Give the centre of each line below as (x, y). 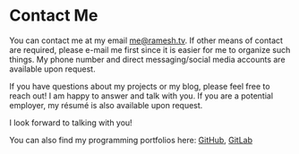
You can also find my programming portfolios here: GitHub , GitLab (131, 140)
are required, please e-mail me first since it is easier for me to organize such (150, 49)
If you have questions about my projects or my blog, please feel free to (140, 86)
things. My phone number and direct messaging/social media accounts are (147, 59)
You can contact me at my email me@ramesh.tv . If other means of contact (146, 40)
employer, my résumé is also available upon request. (106, 105)
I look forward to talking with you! (71, 123)
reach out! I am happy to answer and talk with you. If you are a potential (141, 96)
